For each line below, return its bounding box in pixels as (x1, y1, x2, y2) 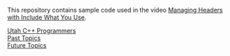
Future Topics (7, 41, 47, 49)
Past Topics (7, 34, 41, 42)
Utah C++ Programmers (7, 27, 77, 35)
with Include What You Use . (7, 13, 87, 21)
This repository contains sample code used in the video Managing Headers (7, 6, 223, 14)
